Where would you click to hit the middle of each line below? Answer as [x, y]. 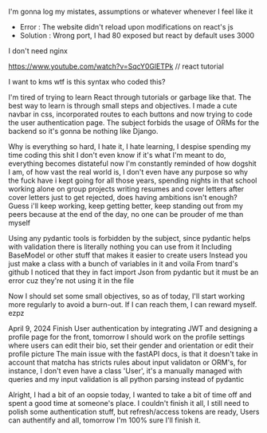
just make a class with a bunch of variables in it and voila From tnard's [124, 264]
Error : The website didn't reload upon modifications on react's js [126, 27]
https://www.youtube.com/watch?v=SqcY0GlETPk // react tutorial [116, 66]
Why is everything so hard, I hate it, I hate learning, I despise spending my [130, 146]
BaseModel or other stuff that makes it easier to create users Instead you [128, 255]
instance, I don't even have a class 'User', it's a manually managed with [126, 371]
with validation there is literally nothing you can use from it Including [120, 247]
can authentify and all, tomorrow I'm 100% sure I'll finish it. [104, 420]
